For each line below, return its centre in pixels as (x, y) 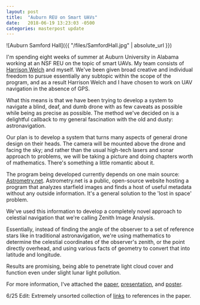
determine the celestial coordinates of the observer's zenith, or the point (96, 242)
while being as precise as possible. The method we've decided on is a (93, 113)
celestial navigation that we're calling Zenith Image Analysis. (81, 218)
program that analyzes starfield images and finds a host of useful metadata (99, 187)
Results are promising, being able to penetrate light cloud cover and (90, 266)
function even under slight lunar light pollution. (64, 273)
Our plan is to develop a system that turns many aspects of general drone (97, 138)
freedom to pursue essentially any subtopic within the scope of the (89, 76)
